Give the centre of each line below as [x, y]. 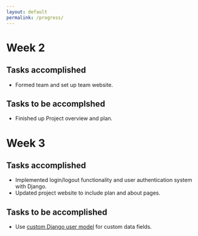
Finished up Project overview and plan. [64, 119]
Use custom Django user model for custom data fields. [83, 227]
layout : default [27, 12]
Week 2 [26, 48]
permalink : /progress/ [35, 18]
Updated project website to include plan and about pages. [88, 193]
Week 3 [26, 143]
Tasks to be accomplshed [56, 104]
